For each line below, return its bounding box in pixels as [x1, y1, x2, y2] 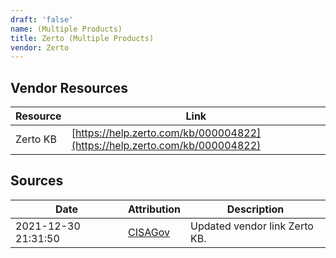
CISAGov [128, 225, 171, 239]
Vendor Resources [10, 79, 129, 96]
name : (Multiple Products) [10, 24, 123, 34]
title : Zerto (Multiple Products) [10, 33, 155, 43]
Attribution [128, 202, 182, 216]
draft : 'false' [10, 14, 74, 25]
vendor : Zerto [10, 42, 70, 53]
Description [226, 202, 285, 216]
